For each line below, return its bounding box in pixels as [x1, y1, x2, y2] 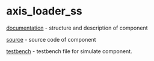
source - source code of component [6, 36, 96, 43]
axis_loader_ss [6, 4, 82, 18]
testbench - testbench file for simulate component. [6, 47, 132, 55]
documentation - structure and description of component [6, 24, 149, 31]
